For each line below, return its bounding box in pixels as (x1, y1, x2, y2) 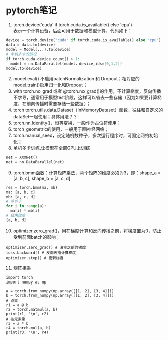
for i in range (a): (6, 204, 47, 209)
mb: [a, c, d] (6, 194, 36, 199)
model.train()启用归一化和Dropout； (13, 82, 88, 88)
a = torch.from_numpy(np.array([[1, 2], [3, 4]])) (6, 288, 114, 293)
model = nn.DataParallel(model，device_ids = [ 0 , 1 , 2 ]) (10, 61, 122, 66)
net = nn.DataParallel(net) (6, 159, 65, 164)
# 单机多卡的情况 (6, 51, 37, 57)
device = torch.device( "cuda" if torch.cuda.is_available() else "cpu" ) (6, 37, 161, 43)
